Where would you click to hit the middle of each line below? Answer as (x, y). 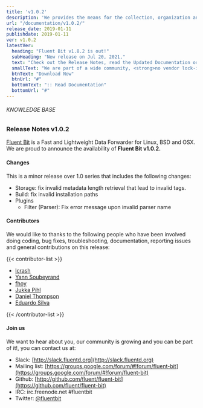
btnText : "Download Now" (43, 74)
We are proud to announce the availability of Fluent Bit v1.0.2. (84, 149)
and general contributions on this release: (58, 247)
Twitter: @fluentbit (38, 398)
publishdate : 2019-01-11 (37, 34)
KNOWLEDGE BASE (31, 110)
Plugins (24, 201)
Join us (16, 328)
